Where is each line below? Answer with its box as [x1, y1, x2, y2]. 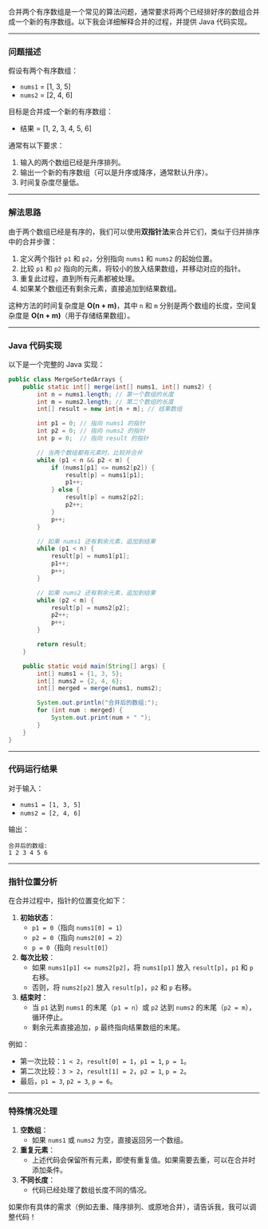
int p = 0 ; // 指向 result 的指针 [37, 434, 149, 443]
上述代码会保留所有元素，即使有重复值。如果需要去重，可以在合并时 [31, 1156, 256, 1165]
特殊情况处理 [8, 1106, 58, 1117]
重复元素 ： [19, 1145, 56, 1155]
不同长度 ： [19, 1176, 56, 1185]
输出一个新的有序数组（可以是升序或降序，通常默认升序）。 [19, 168, 213, 177]
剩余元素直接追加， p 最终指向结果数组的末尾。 [31, 1022, 185, 1032]
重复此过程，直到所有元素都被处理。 [19, 274, 140, 283]
